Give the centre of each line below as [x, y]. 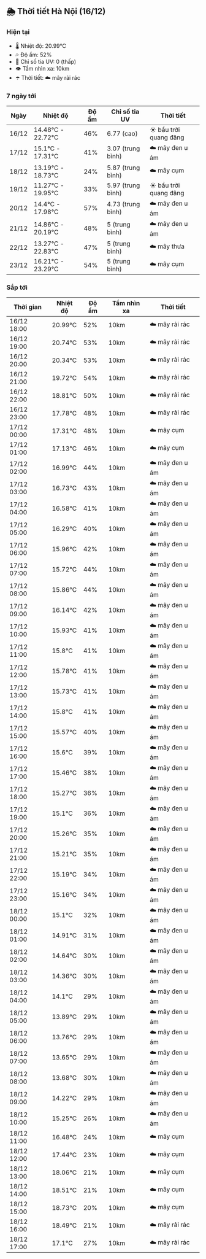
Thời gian [27, 307]
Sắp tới [17, 287]
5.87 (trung [124, 168]
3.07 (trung [124, 149]
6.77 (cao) [122, 133]
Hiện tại [18, 32]
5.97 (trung [124, 185]
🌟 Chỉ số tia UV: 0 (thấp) [46, 61]
